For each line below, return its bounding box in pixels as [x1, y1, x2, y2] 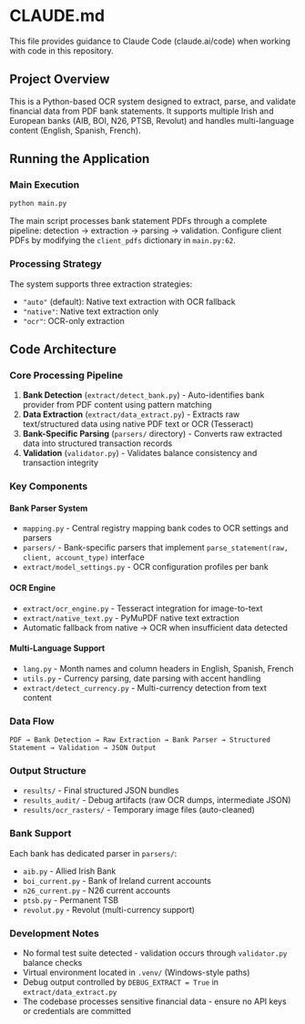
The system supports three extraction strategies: [9, 279, 193, 289]
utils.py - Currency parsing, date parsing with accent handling [22, 673, 261, 684]
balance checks [22, 958, 83, 968]
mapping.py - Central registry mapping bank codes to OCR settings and [22, 522, 289, 533]
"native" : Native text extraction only [22, 306, 159, 317]
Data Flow [9, 715, 55, 727]
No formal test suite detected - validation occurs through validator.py [22, 948, 288, 958]
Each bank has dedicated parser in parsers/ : [9, 847, 178, 858]
